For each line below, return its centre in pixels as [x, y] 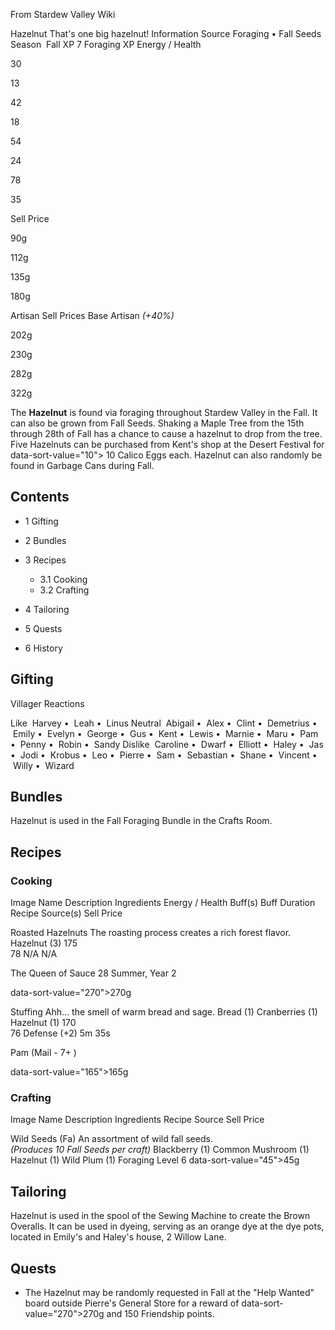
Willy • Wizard [43, 765]
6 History [43, 648]
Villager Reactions [47, 703]
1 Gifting [41, 521]
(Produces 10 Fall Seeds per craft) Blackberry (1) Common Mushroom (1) [160, 1150]
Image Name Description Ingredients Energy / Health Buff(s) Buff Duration [163, 903]
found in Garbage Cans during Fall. [82, 465]
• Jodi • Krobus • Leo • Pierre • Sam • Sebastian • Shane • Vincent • [164, 755]
